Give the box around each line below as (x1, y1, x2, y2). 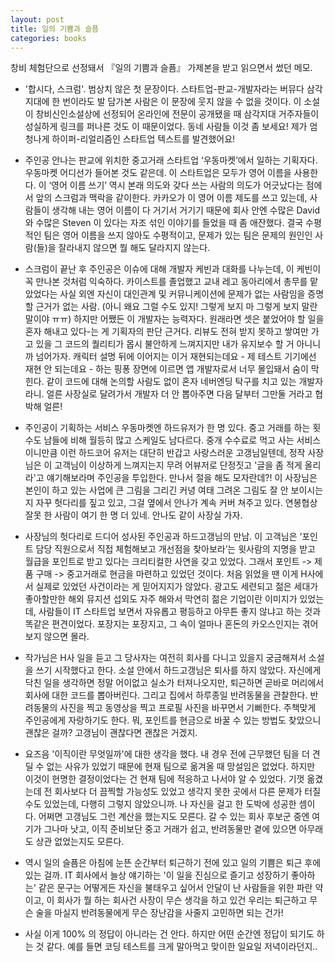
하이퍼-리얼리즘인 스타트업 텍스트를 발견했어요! (51, 133, 236, 145)
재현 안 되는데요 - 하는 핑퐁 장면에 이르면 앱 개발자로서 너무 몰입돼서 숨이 (24, 363, 309, 375)
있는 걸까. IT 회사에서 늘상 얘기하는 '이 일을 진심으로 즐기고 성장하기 (24, 869, 289, 881)
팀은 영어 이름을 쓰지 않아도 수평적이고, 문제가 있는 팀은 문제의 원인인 (43, 229, 313, 241)
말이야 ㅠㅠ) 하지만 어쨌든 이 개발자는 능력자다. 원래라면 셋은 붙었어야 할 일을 (24, 313, 325, 325)
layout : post (10, 14, 65, 25)
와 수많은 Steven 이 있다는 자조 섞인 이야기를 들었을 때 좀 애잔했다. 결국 (24, 217, 304, 229)
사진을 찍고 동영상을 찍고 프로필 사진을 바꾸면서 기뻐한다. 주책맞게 (59, 702, 317, 714)
